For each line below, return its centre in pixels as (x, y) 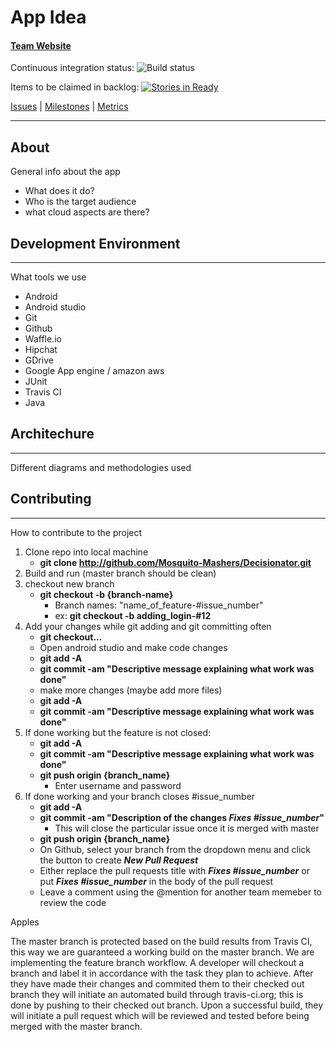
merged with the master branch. (76, 1026)
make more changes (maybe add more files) (131, 690)
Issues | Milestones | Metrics (69, 107)
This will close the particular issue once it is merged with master (187, 828)
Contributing (51, 499)
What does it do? (59, 191)
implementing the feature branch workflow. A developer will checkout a (157, 962)
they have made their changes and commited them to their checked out (157, 983)
